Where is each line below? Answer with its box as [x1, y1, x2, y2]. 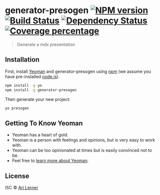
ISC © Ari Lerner [5, 185, 39, 190]
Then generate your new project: [5, 96, 71, 102]
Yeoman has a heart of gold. [12, 132, 69, 138]
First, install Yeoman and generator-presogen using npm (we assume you [5, 68, 151, 74]
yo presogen [5, 106, 29, 111]
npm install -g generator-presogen [5, 87, 77, 92]
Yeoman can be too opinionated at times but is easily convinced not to [12, 147, 152, 153]
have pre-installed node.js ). [5, 73, 60, 80]
